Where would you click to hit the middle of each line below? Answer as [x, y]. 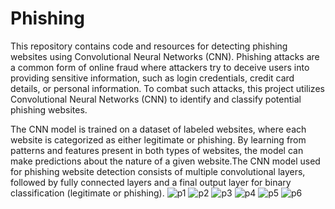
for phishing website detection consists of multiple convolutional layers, [158, 171]
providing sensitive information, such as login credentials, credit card [152, 78]
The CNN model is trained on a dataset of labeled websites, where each [158, 129]
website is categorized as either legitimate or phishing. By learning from [158, 139]
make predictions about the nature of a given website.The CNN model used [165, 161]
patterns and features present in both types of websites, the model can [157, 150]
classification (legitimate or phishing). [87, 193]
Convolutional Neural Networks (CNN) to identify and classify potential [156, 99]
